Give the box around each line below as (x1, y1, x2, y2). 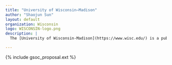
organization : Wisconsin (5, 21, 58, 27)
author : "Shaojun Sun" (5, 12, 54, 17)
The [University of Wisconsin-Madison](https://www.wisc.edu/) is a (10, 36, 159, 41)
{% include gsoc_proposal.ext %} (5, 54, 76, 60)
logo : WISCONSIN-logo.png (5, 26, 60, 31)
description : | (5, 31, 38, 36)
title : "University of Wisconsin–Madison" (5, 7, 97, 13)
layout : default (5, 17, 40, 22)
